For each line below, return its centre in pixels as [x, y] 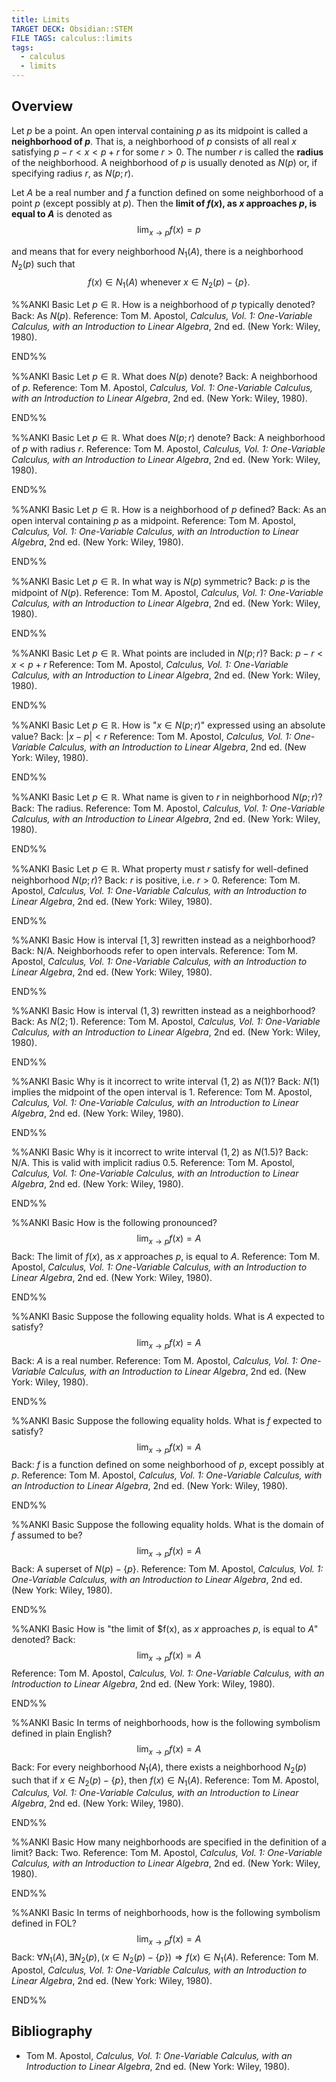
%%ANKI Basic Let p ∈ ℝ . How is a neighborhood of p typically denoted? [163, 304]
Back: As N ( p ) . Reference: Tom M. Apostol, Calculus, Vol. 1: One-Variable [162, 315]
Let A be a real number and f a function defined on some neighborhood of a [167, 192]
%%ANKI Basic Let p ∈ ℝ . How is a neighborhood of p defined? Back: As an [169, 509]
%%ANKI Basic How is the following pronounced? [114, 1222]
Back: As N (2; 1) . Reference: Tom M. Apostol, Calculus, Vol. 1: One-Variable [166, 1021]
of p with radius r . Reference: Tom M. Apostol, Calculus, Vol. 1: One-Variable [168, 449]
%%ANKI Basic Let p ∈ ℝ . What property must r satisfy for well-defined [160, 869]
